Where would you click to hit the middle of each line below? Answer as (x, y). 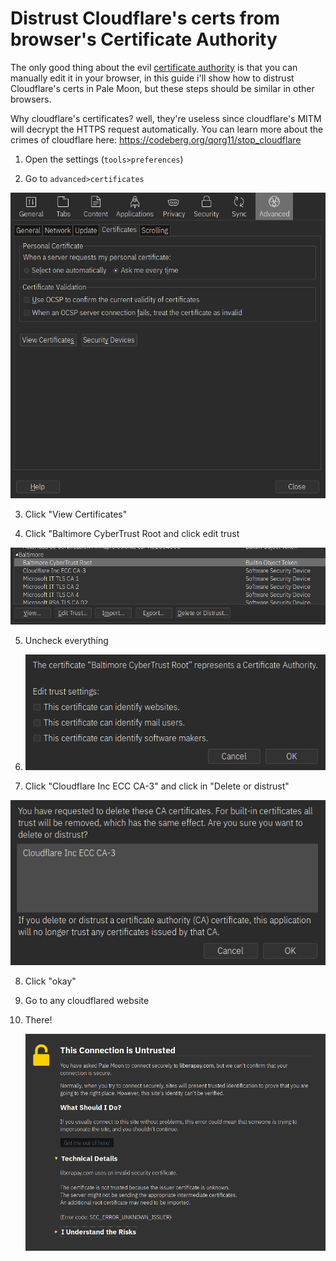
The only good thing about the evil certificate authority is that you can (154, 67)
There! (38, 1019)
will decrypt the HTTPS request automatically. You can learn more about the (167, 129)
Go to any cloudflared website (87, 1000)
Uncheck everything (66, 640)
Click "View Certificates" (76, 514)
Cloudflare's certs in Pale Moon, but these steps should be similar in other (162, 88)
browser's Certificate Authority (144, 39)
